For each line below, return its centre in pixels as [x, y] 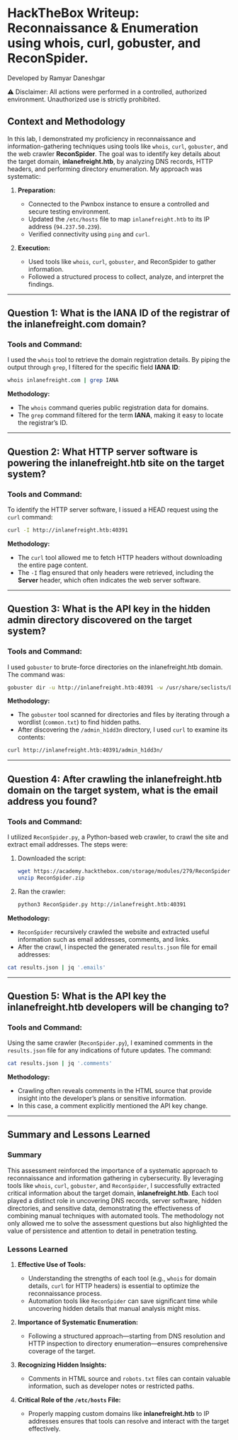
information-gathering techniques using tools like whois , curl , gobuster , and [118, 146]
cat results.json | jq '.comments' [60, 1063]
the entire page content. [53, 565]
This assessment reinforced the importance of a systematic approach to [113, 1170]
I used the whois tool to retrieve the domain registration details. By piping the [119, 360]
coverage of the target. [62, 1351]
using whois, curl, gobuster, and [104, 43]
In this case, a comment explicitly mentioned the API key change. [113, 1106]
